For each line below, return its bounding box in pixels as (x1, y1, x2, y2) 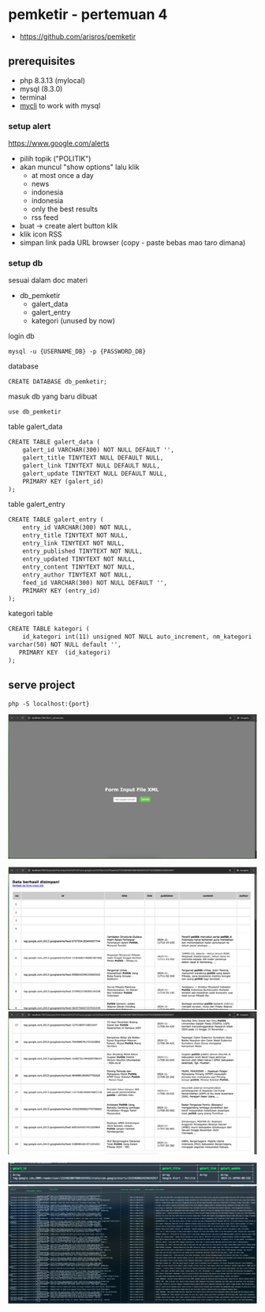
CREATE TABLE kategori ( (8, 625, 90, 633)
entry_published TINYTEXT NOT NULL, (22, 547, 144, 555)
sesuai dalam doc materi (8, 275, 88, 285)
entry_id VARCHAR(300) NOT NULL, (22, 524, 132, 531)
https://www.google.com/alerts (8, 138, 110, 148)
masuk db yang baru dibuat (8, 391, 98, 401)
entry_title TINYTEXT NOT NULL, (22, 531, 129, 539)
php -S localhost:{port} (8, 700, 90, 709)
